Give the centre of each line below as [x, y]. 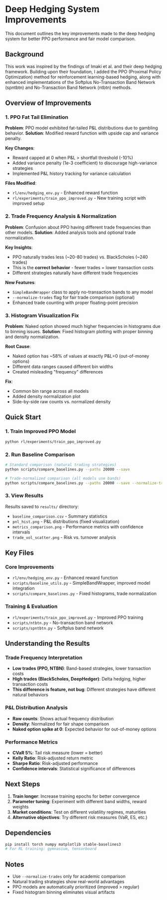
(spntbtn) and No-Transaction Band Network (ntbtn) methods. [68, 87]
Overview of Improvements [48, 103]
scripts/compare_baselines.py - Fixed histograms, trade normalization [84, 594]
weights [20, 807]
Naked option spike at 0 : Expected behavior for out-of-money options [84, 729]
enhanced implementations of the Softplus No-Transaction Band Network [80, 82]
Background [24, 54]
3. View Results [24, 496]
